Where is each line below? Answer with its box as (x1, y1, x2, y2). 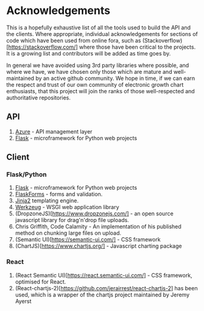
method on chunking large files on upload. (15, 229, 122, 237)
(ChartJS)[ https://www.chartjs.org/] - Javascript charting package (15, 242, 182, 250)
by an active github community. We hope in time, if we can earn (35, 74, 195, 82)
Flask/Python (6, 170, 47, 179)
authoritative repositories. (6, 94, 71, 101)
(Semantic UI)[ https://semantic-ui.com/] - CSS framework (15, 236, 161, 243)
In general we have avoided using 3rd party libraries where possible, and (6, 62, 189, 69)
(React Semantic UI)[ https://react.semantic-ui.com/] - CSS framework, (15, 271, 193, 279)
